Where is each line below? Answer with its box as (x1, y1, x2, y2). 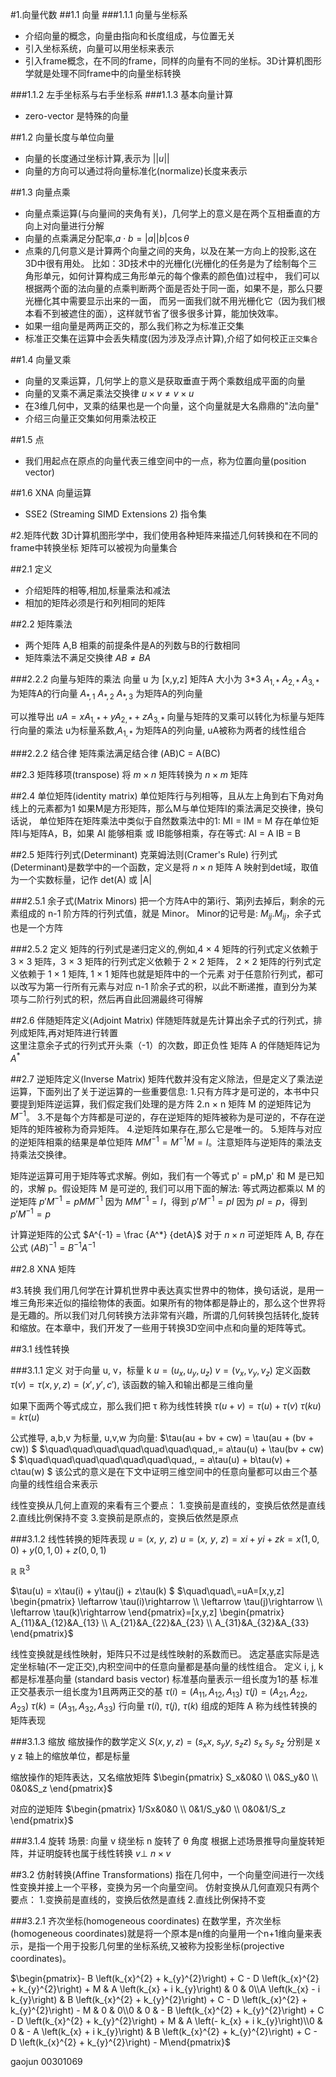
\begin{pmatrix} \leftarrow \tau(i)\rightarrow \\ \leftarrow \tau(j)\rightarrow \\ (10, 1596, 323, 1608)
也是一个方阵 (10, 921, 63, 933)
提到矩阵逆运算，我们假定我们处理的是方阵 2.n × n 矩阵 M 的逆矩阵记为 (18, 1098, 312, 1110)
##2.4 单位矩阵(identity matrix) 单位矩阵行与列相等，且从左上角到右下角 (10, 790, 307, 802)
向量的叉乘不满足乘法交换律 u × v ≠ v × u (24, 388, 195, 399)
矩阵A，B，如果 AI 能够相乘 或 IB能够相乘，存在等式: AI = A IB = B (29, 828, 302, 840)
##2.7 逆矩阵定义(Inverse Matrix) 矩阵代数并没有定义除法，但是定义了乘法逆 (10, 1073, 323, 1085)
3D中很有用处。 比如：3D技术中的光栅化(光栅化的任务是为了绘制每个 (24, 258, 309, 269)
